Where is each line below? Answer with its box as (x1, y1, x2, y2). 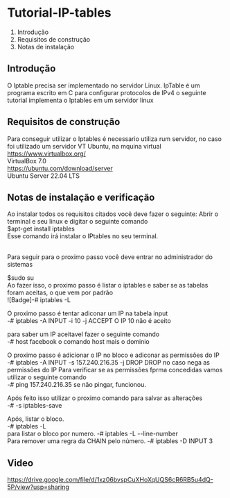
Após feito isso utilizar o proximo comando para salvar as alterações (7, 394, 203, 402)
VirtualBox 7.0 (7, 156, 47, 165)
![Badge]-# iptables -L (7, 296, 71, 304)
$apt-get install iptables (7, 224, 75, 233)
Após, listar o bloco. (7, 415, 64, 423)
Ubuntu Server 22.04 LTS (7, 172, 80, 180)
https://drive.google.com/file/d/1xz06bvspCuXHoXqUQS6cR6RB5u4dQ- (7, 476, 213, 484)
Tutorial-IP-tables (7, 5, 112, 21)
